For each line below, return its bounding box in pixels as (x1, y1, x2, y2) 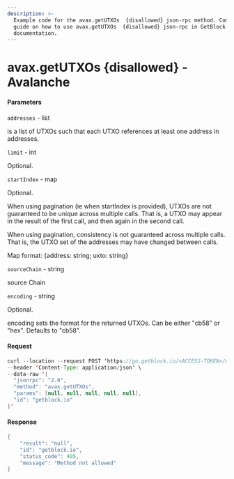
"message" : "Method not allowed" (19, 459, 117, 466)
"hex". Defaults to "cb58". (7, 326, 81, 335)
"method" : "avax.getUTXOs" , (13, 383, 95, 390)
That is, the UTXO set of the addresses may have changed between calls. (7, 238, 219, 246)
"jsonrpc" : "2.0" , (13, 377, 68, 384)
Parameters (7, 98, 42, 107)
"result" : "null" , (19, 440, 73, 447)
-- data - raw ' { (7, 370, 49, 377)
